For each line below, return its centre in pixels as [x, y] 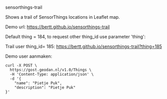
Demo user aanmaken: [29, 56]
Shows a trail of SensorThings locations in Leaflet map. [62, 17]
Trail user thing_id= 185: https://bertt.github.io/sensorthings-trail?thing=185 [84, 46]
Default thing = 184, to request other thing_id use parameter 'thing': [75, 37]
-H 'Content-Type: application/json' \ [52, 74]
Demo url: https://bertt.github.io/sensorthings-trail [58, 27]
